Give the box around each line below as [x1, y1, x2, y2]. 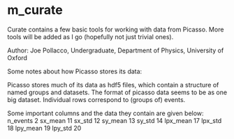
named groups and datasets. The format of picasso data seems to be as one [7, 88, 228, 96]
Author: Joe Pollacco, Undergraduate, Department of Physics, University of [7, 46, 224, 54]
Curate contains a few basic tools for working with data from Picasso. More [7, 25, 224, 34]
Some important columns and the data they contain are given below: [7, 109, 204, 117]
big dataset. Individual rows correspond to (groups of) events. [7, 95, 186, 103]
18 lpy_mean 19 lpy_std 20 [7, 124, 82, 132]
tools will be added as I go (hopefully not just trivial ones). [7, 32, 174, 41]
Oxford [7, 53, 28, 61]
